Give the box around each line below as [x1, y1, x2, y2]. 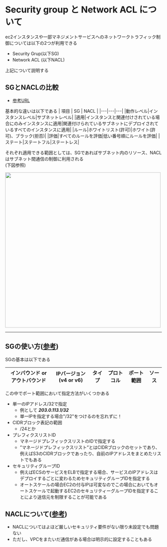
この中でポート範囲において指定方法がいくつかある [5, 390, 110, 396]
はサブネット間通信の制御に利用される [5, 156, 83, 161]
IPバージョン [56, 370, 86, 377]
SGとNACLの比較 [5, 83, 59, 92]
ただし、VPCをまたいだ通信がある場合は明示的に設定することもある [12, 537, 153, 543]
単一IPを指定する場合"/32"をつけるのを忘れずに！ [19, 413, 122, 419]
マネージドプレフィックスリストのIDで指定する [19, 438, 116, 444]
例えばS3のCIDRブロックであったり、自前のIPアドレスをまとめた [19, 450, 153, 457]
